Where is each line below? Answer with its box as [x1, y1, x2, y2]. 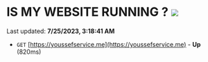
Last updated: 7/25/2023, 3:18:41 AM [6, 27, 115, 35]
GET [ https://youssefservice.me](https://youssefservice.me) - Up [16, 40, 201, 48]
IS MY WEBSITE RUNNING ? [6, 4, 169, 20]
